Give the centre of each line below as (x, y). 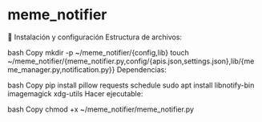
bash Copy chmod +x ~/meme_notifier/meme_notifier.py (101, 109)
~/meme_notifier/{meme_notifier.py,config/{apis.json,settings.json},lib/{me (131, 61)
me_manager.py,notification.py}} (61, 69)
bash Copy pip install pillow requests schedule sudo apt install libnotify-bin (131, 85)
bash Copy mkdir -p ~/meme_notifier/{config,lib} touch (99, 52)
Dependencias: (142, 69)
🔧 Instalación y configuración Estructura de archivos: (95, 37)
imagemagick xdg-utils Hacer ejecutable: (75, 93)
